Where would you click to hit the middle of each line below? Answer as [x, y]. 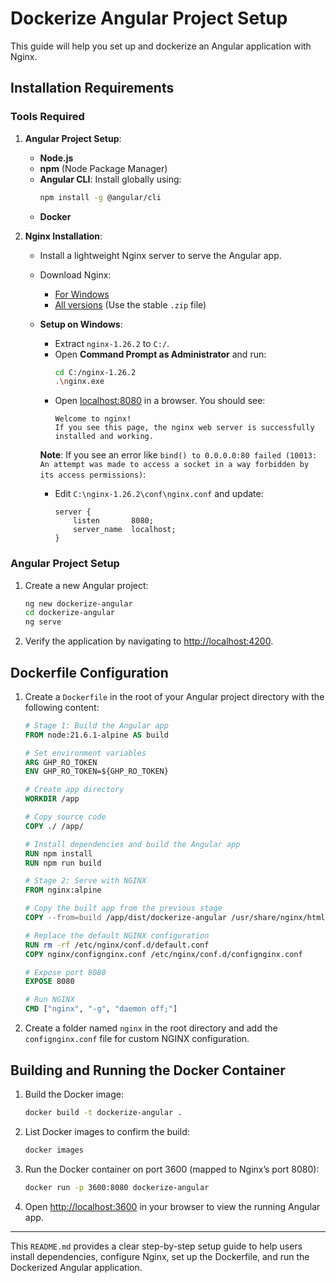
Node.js [56, 158]
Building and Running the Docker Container [148, 1070]
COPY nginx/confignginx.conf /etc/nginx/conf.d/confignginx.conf [163, 954]
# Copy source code [65, 817]
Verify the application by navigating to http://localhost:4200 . [149, 641]
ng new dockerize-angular [78, 603]
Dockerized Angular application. [76, 1267]
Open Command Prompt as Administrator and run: [160, 354]
